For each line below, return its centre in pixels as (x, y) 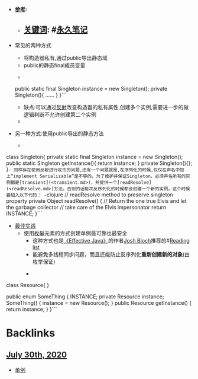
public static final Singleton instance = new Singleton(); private (91, 88)
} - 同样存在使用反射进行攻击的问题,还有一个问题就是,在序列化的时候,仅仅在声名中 (93, 169)
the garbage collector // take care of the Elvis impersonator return (86, 207)
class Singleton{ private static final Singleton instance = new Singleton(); (95, 157)
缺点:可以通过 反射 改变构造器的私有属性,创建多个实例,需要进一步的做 (106, 107)
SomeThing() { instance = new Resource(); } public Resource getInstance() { (99, 302)
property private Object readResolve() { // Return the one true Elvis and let (97, 200)
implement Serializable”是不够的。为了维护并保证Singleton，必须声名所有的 (100, 176)
